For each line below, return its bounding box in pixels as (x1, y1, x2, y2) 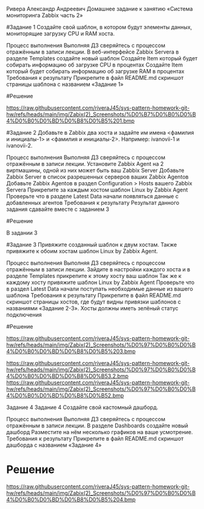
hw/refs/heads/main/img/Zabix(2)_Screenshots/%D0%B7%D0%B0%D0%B (6, 111, 196, 118)
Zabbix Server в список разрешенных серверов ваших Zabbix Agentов (6, 173, 189, 180)
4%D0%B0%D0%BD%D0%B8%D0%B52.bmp (6, 392, 124, 399)
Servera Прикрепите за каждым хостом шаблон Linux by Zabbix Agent (6, 186, 188, 193)
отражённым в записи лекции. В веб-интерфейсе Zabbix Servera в (6, 48, 179, 55)
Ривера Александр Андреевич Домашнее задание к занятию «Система (6, 5, 193, 12)
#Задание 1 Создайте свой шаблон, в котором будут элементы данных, (6, 24, 192, 30)
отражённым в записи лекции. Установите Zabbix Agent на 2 (6, 160, 164, 167)
